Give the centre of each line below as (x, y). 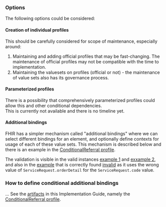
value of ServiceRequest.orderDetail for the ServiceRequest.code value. (80, 170)
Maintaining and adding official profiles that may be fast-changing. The (86, 56)
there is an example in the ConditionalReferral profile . (60, 149)
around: (13, 46)
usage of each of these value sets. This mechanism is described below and (84, 144)
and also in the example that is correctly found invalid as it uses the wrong (82, 164)
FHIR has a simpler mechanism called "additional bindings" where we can (81, 133)
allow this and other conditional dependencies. (54, 106)
